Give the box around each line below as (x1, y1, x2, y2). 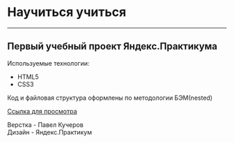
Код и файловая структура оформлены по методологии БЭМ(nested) (7, 93, 213, 102)
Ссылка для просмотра (7, 107, 77, 115)
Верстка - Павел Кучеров (7, 120, 84, 129)
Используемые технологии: (7, 59, 90, 67)
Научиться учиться (7, 4, 127, 20)
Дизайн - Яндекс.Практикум (7, 128, 93, 136)
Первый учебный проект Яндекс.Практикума (7, 40, 218, 52)
